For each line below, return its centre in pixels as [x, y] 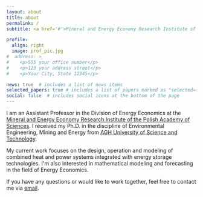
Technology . [22, 139]
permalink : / [23, 23]
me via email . [23, 188]
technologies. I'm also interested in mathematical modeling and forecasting [100, 163]
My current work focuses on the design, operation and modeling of [90, 150]
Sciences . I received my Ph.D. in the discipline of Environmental [85, 126]
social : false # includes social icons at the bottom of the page [93, 96]
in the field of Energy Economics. [47, 170]
